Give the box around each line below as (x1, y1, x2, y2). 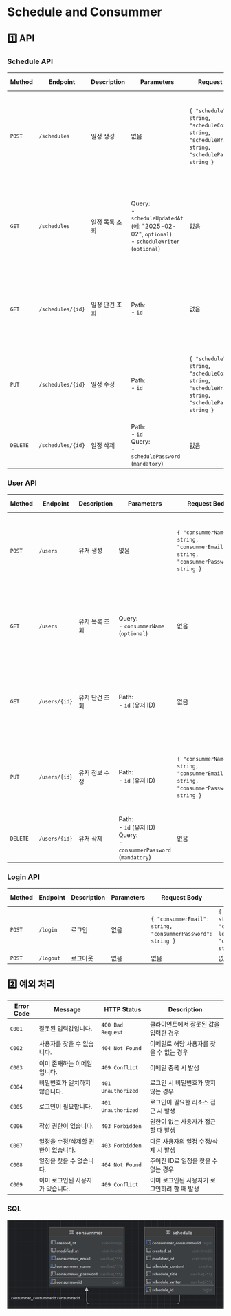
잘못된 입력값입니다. (38, 1025, 93, 1033)
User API (7, 478, 37, 488)
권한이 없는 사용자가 (150, 1118, 203, 1126)
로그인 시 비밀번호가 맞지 (150, 1078, 217, 1087)
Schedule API (7, 56, 54, 66)
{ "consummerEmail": (151, 916, 210, 923)
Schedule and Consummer (7, 4, 163, 20)
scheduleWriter (136, 238, 180, 245)
